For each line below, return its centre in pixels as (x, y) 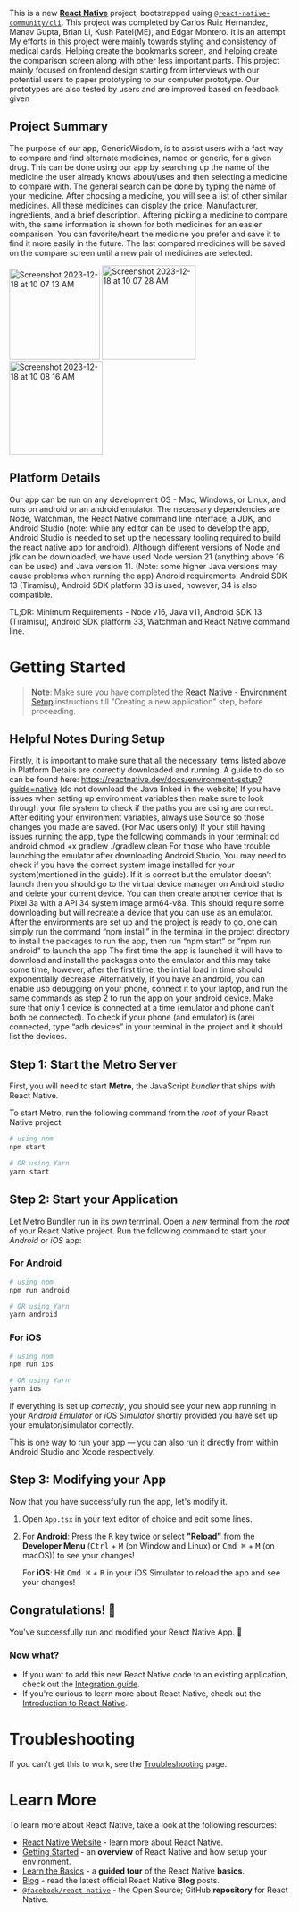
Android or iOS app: (46, 1240)
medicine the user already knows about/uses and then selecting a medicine (148, 176)
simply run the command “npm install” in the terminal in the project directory (149, 932)
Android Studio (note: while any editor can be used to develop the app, (139, 528)
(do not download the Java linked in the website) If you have (170, 789)
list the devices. (38, 1037)
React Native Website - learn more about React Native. (123, 1842)
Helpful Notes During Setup (87, 739)
